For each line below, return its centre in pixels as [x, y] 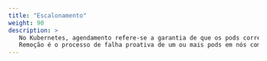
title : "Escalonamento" [48, 15]
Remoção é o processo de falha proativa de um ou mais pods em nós [133, 45]
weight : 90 [26, 23]
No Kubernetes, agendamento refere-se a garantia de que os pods [129, 38]
